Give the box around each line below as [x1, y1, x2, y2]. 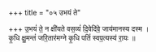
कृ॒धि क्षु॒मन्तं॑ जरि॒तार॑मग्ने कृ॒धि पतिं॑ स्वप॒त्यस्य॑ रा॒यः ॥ [8, 33, 136, 42]
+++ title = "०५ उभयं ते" [8, 8, 81, 17]
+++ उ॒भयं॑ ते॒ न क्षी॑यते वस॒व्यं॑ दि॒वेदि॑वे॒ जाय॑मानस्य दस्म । [8, 24, 149, 33]
